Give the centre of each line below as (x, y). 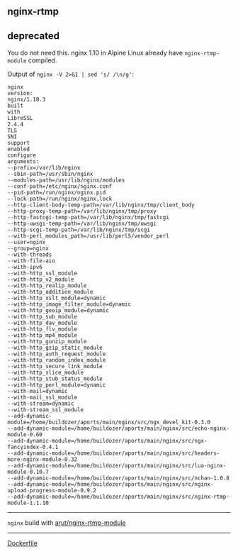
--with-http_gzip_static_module (55, 348)
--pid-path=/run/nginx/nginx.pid (57, 193)
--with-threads (30, 255)
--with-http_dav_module (42, 323)
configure (22, 155)
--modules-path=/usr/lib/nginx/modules (66, 180)
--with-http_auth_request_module (57, 354)
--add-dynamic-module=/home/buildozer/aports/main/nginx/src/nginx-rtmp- (119, 497)
